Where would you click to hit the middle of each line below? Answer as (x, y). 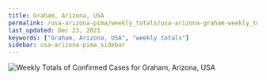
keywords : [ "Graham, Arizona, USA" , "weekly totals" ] (99, 38)
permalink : (26, 23)
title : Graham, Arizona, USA (56, 15)
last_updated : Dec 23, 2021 (55, 30)
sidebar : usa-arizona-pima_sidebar (67, 45)
